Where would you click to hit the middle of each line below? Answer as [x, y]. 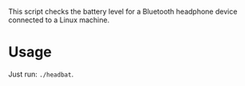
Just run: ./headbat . [41, 74]
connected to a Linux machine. [59, 20]
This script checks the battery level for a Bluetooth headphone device [123, 12]
